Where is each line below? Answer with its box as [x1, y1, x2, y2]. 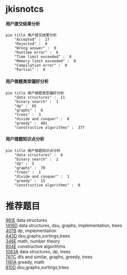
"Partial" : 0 [14, 68, 46, 72]
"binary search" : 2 [14, 157, 58, 162]
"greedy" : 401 [14, 121, 48, 126]
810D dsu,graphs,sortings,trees [5, 264, 69, 270]
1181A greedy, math [5, 259, 45, 265]
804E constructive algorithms [5, 243, 66, 249]
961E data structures [5, 217, 48, 223]
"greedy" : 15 [14, 178, 46, 183]
